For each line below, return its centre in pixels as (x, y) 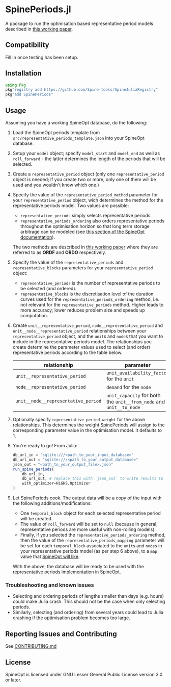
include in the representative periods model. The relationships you (82, 342)
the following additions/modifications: (52, 503)
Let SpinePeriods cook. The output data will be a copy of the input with (87, 498)
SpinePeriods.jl (38, 9)
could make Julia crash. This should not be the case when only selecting (89, 602)
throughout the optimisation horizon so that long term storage (85, 226)
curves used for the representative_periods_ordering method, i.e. (90, 299)
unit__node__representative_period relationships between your (79, 331)
